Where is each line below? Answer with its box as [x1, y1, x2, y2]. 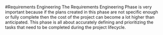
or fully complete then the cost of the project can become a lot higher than [5, 14, 155, 20]
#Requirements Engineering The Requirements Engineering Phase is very [5, 4, 152, 10]
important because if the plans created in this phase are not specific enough [5, 9, 158, 15]
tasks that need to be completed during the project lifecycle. [5, 24, 126, 30]
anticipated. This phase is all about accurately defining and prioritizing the [5, 19, 154, 25]
